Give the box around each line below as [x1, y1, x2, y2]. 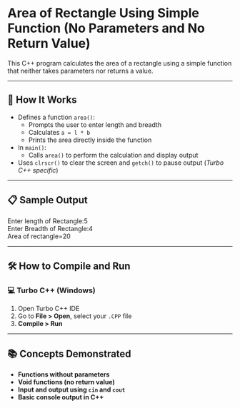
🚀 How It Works [7, 94, 77, 106]
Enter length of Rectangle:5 [7, 216, 88, 225]
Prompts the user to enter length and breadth [28, 120, 162, 129]
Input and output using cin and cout [17, 385, 126, 394]
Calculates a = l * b [28, 128, 91, 136]
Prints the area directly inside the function [28, 136, 152, 144]
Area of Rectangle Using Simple [7, 5, 200, 21]
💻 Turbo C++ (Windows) [7, 285, 96, 295]
